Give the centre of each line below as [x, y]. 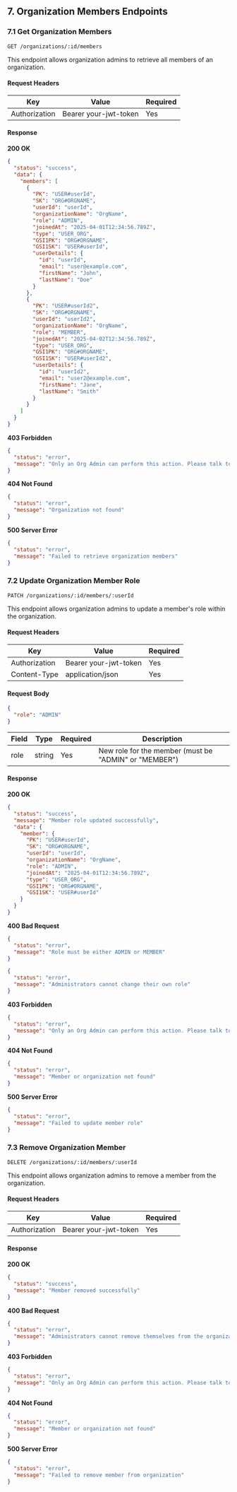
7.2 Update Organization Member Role [74, 581]
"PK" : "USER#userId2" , [66, 306]
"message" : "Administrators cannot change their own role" [102, 985]
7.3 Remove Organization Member [67, 1148]
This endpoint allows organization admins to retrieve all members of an [110, 59]
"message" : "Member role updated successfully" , [86, 820]
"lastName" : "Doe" [66, 280]
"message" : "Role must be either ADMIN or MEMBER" [90, 952]
